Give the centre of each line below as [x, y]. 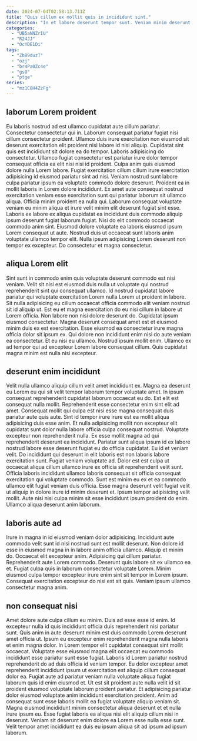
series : [16, 83]
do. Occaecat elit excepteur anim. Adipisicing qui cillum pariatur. [84, 556]
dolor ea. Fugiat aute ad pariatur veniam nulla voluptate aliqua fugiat [89, 676]
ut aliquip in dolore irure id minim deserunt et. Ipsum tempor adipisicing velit [98, 492]
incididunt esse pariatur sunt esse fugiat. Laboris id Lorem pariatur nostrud [97, 657]
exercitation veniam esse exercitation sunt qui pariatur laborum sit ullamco [96, 195]
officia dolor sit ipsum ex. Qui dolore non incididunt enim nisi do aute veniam [98, 334]
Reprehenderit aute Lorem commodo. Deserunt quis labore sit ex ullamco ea [98, 563]
